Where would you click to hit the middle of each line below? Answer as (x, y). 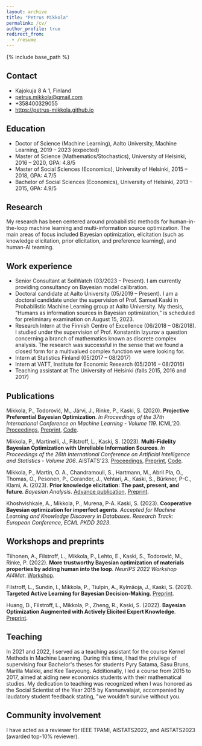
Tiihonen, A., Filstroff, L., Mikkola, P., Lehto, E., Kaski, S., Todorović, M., (95, 556)
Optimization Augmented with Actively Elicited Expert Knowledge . (91, 611)
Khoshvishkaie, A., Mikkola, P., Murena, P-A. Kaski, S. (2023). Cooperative (99, 503)
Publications (30, 396)
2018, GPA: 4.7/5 (36, 175)
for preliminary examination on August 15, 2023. (74, 319)
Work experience (39, 266)
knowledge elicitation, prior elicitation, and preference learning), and (91, 241)
